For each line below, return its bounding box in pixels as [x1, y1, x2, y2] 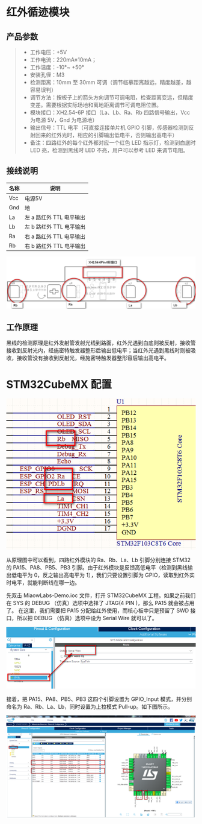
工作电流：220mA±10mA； [29, 56, 97, 63]
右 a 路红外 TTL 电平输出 [25, 233, 85, 240]
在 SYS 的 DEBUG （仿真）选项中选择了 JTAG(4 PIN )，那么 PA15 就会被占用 [6, 599, 195, 606]
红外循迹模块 [6, 5, 70, 19]
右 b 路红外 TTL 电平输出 [25, 242, 86, 249]
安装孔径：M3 [29, 71, 65, 78]
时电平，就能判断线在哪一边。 [6, 578, 80, 586]
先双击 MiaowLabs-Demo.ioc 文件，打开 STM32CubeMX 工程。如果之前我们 [6, 592, 196, 599]
